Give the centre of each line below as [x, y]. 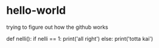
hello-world [36, 10]
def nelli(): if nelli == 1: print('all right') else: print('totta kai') [80, 38]
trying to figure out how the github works [57, 27]
